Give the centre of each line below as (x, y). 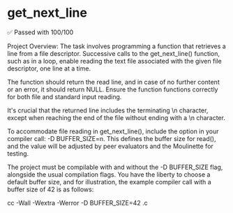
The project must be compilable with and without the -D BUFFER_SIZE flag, (115, 167)
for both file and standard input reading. (65, 96)
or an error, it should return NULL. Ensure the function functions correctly (113, 89)
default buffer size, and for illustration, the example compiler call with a (109, 182)
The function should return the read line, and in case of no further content (113, 82)
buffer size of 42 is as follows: (51, 189)
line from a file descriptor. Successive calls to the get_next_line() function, (114, 53)
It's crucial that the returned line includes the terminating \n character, (108, 110)
